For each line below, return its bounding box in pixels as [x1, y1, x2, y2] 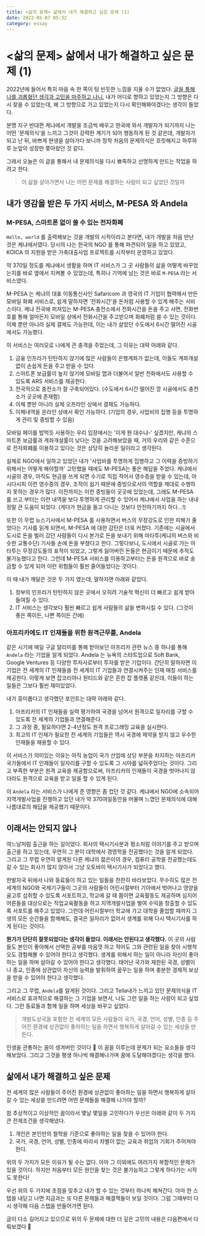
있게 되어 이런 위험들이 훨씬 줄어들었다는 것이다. [24, 562, 139, 570]
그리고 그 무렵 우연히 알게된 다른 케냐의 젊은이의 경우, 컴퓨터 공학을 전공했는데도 [6, 856, 198, 863]
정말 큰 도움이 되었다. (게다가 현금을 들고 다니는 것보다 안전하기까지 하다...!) [6, 503, 187, 510]
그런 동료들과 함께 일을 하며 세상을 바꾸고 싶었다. [14, 1002, 130, 1010]
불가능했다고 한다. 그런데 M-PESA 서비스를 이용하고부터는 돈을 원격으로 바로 [6, 555, 190, 562]
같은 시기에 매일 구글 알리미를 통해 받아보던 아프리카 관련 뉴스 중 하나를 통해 [6, 643, 188, 651]
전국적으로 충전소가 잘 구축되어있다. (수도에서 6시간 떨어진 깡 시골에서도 [15, 385, 188, 392]
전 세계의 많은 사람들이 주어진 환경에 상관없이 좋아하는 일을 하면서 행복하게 [6, 1088, 185, 1096]
